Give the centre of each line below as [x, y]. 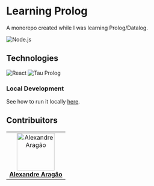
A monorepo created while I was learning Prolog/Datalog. [77, 28]
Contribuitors [32, 121]
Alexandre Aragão [36, 174]
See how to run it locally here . [43, 102]
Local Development [35, 88]
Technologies [32, 58]
